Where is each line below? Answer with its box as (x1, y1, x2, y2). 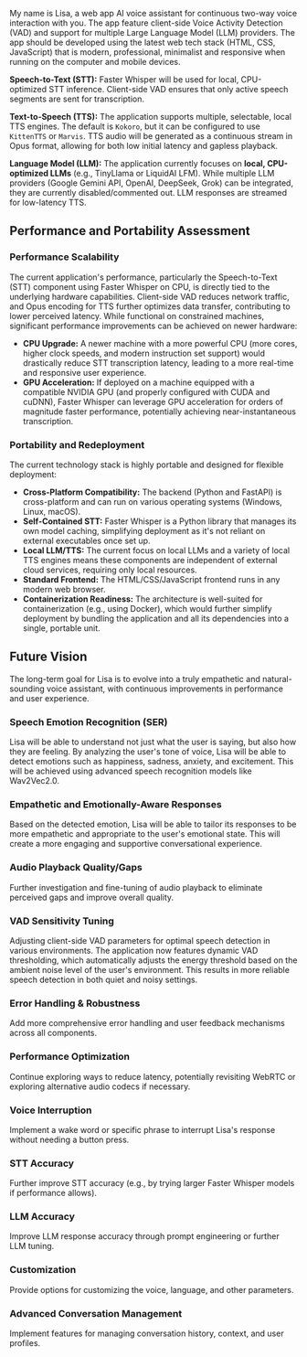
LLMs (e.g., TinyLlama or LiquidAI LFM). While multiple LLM (49, 168, 275, 178)
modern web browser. (22, 583, 106, 594)
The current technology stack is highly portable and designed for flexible (9, 459, 284, 470)
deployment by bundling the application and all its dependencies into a (22, 613, 290, 624)
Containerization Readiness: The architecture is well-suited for (22, 593, 263, 604)
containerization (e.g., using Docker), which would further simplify (22, 603, 272, 614)
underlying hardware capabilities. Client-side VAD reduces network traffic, (9, 291, 290, 302)
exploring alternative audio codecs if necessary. (9, 1081, 191, 1092)
